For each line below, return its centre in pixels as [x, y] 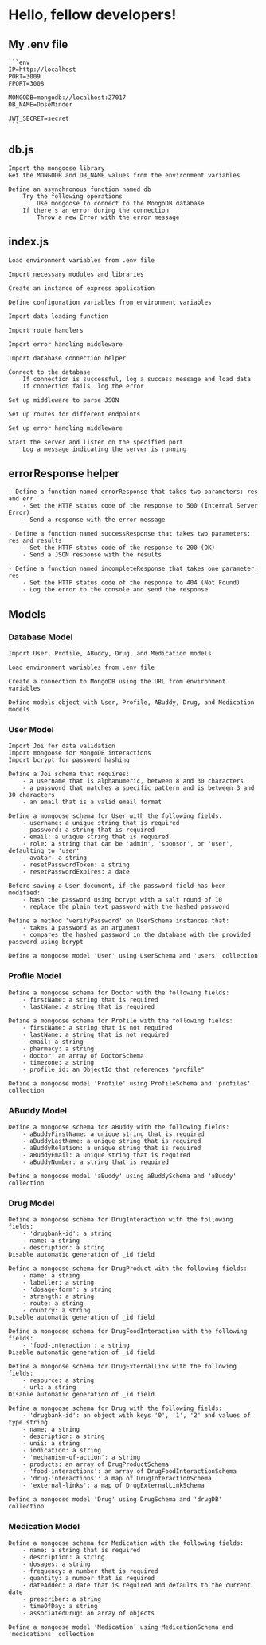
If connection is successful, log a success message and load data [137, 379]
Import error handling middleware [66, 344]
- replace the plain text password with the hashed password [126, 907]
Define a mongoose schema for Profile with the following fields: [121, 1021]
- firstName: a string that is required [90, 1000]
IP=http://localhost [43, 70]
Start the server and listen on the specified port [96, 442]
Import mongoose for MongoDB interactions [80, 753]
